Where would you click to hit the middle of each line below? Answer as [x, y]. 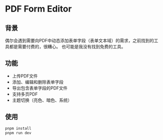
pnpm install [18, 128]
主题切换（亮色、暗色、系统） [42, 100]
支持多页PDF [25, 94]
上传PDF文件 [25, 76]
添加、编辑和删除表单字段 [38, 82]
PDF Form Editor [38, 9]
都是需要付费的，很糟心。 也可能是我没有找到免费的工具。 [67, 47]
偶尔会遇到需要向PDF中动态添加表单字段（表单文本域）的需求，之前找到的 [80, 40]
